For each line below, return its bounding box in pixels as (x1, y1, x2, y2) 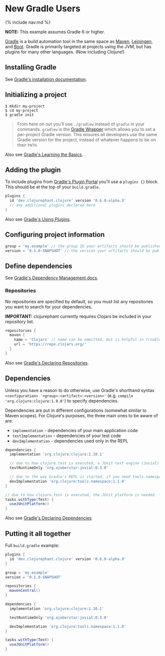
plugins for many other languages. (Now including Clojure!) (5, 49, 125, 55)
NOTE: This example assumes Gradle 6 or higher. (5, 29, 105, 35)
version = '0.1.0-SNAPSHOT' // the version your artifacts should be (5, 248, 151, 253)
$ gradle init (5, 112, 34, 117)
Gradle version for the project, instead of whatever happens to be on (17, 137, 156, 143)
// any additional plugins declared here (9, 203, 96, 208)
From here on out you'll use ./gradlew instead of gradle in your (17, 121, 145, 127)
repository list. (5, 319, 34, 325)
